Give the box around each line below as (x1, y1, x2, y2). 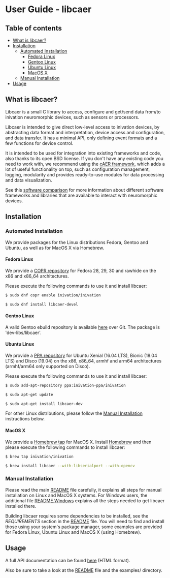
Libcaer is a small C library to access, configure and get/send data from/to (5, 108, 161, 115)
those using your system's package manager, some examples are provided (5, 524, 162, 530)
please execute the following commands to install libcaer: (5, 444, 125, 450)
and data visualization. (5, 177, 52, 183)
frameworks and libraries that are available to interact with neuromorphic (5, 192, 158, 198)
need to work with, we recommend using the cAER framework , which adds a (5, 161, 165, 167)
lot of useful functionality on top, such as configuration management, (5, 166, 150, 172)
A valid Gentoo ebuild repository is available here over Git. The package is (5, 324, 160, 330)
